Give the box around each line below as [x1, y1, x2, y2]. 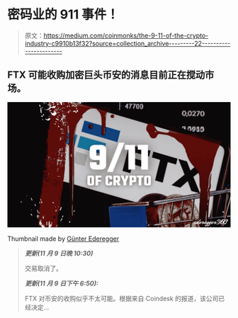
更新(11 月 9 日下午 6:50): [24, 279, 99, 288]
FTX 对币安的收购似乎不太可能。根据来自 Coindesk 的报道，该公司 [24, 295, 219, 303]
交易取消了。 [24, 264, 62, 273]
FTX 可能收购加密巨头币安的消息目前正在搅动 [7, 69, 205, 81]
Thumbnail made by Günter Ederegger [7, 234, 119, 243]
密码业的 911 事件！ [7, 6, 119, 23]
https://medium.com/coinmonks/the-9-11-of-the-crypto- [43, 31, 209, 40]
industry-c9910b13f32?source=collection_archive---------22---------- [24, 39, 231, 47]
